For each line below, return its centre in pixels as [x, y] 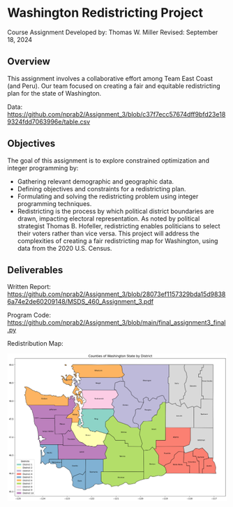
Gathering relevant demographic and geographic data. [96, 181]
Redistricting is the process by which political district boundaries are [115, 211]
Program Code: [29, 315]
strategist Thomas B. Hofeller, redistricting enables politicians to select [119, 226]
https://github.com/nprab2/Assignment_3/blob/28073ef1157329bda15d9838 [116, 294]
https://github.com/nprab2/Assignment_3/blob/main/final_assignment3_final [116, 323]
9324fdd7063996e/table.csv [49, 122]
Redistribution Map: [36, 344]
